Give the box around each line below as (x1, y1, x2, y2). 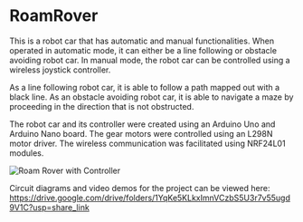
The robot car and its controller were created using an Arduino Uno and (9, 119, 276, 130)
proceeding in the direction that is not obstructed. (9, 101, 194, 111)
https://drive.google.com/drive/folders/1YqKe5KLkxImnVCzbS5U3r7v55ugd (9, 192, 291, 203)
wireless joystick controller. (9, 64, 111, 75)
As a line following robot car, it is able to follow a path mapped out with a (9, 82, 280, 92)
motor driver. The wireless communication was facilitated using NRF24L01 (9, 138, 287, 149)
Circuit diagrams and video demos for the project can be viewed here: (9, 182, 270, 193)
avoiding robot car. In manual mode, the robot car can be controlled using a (9, 54, 291, 65)
